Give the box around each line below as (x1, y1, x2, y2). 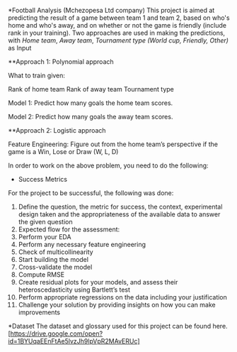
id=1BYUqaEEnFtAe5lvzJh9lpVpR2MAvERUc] (8, 337, 140, 345)
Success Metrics (18, 175, 68, 183)
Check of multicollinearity (18, 248, 94, 256)
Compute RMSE (18, 270, 65, 279)
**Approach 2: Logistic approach (8, 126, 106, 134)
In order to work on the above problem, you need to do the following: (8, 161, 209, 170)
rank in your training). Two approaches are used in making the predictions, (8, 28, 226, 37)
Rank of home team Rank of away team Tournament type (8, 85, 174, 93)
